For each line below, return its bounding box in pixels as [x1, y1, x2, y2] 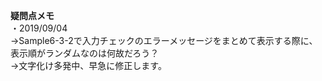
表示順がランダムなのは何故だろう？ [10, 47, 160, 59]
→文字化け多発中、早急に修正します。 [10, 60, 167, 71]
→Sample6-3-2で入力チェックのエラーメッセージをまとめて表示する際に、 [10, 35, 318, 46]
